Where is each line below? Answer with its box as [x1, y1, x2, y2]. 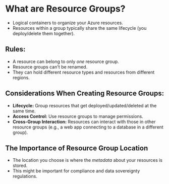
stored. [12, 162, 28, 169]
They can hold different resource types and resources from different [12, 69, 155, 75]
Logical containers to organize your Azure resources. [12, 20, 124, 26]
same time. [12, 108, 36, 114]
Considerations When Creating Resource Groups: [5, 89, 164, 98]
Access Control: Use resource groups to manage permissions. [12, 113, 144, 119]
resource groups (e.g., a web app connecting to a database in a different [12, 124, 164, 130]
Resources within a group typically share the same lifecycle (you [12, 25, 147, 31]
